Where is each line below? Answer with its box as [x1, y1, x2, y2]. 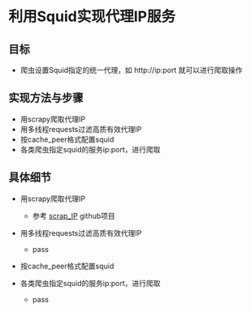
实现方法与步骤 [8, 91, 84, 105]
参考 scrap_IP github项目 [32, 211, 115, 220]
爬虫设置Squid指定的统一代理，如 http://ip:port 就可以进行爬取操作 [19, 66, 243, 75]
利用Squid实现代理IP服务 [8, 7, 176, 26]
